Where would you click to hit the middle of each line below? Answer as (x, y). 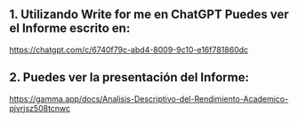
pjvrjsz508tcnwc (40, 108)
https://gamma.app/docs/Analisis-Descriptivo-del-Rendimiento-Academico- (149, 99)
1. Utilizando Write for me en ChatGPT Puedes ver (149, 15)
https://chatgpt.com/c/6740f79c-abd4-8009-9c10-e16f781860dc (129, 50)
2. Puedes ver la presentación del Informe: (129, 77)
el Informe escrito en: (70, 29)
